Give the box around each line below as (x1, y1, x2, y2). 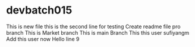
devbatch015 (6, 4, 73, 17)
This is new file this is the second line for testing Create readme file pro (6, 23, 181, 30)
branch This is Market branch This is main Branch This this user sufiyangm (6, 29, 190, 36)
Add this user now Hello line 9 (6, 35, 80, 42)
